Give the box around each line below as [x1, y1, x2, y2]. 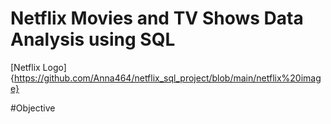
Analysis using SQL [10, 28, 176, 51]
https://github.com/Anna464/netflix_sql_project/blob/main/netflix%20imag [13, 72, 322, 84]
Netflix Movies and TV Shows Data [10, 7, 304, 30]
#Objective [10, 102, 56, 114]
